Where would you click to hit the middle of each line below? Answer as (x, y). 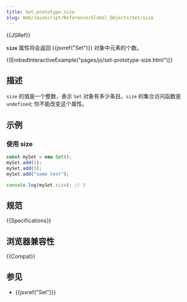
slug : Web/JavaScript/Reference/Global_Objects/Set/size (80, 18)
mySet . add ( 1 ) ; (24, 162)
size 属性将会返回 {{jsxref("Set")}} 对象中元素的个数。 (74, 48)
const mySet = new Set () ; (39, 157)
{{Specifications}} (29, 221)
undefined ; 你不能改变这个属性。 (47, 104)
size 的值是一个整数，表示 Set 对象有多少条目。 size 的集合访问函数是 (94, 96)
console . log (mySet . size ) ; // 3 (46, 185)
